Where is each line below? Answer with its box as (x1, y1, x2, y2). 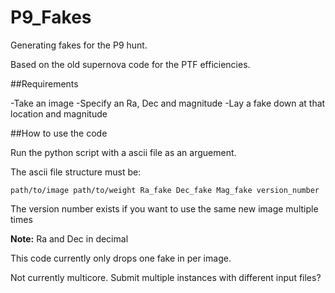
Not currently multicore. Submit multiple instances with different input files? (10, 271, 322, 283)
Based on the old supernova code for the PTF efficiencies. (10, 58, 251, 70)
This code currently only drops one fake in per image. (10, 252, 232, 264)
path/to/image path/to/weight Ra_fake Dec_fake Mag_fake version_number (10, 185, 320, 195)
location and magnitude (10, 107, 108, 120)
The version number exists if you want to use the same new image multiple (10, 202, 319, 215)
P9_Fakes (10, 6, 92, 29)
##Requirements (10, 77, 79, 90)
